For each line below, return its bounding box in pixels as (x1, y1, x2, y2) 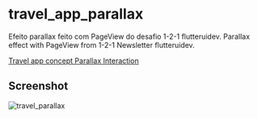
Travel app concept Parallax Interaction (8, 56, 139, 65)
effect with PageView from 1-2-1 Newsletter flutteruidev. (8, 40, 196, 49)
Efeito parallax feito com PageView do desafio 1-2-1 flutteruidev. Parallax (8, 32, 251, 41)
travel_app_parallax (8, 5, 144, 23)
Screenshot (8, 79, 69, 93)
